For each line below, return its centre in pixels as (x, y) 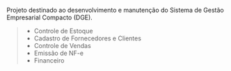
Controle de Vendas (62, 46)
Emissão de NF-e (59, 53)
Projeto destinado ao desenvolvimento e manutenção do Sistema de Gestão (115, 10)
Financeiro (49, 61)
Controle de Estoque (63, 31)
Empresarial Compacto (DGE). (50, 17)
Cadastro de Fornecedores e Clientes (88, 38)
